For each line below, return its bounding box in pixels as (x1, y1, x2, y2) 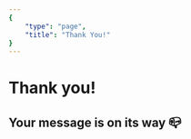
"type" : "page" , (25, 22, 87, 31)
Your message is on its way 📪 (8, 114, 182, 130)
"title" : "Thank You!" (25, 30, 111, 39)
